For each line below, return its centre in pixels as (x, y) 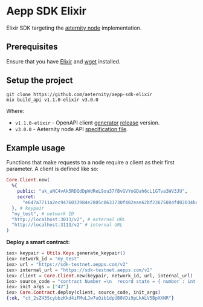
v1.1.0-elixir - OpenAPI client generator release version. (87, 123)
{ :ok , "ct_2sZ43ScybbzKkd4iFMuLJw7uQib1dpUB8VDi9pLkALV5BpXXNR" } (90, 298)
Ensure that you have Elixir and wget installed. (63, 61)
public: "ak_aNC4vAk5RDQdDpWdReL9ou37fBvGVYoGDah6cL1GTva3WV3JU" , (102, 192)
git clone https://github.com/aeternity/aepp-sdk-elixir (79, 94)
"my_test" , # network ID (43, 214)
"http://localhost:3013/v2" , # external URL (69, 219)
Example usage (36, 148)
